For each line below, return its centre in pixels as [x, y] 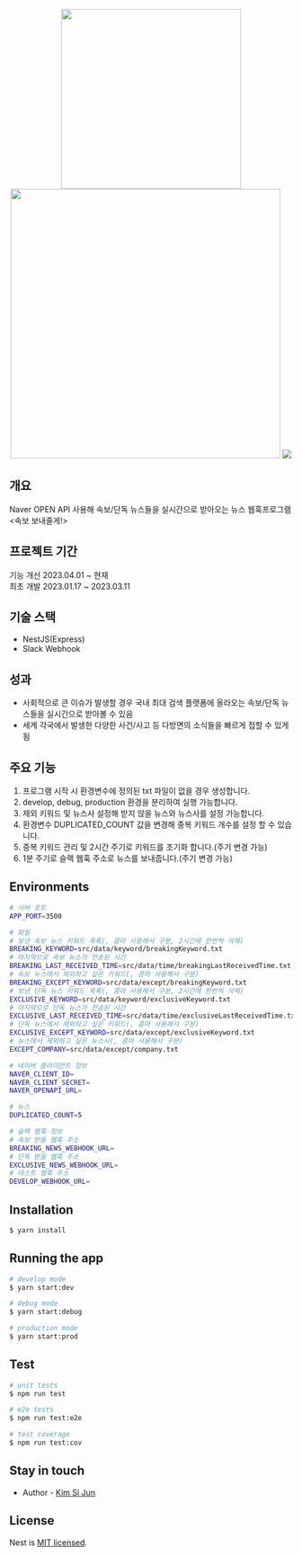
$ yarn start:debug [46, 1312]
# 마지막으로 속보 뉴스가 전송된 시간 [68, 957]
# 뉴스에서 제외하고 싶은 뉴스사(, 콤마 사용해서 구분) [96, 1041]
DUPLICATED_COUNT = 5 [46, 1116]
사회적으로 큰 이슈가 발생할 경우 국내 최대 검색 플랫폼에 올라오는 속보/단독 [151, 703]
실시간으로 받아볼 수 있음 [89, 714]
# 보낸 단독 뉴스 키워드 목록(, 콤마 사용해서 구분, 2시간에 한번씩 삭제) [127, 991]
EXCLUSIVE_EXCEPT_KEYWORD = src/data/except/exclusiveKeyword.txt [132, 1033]
